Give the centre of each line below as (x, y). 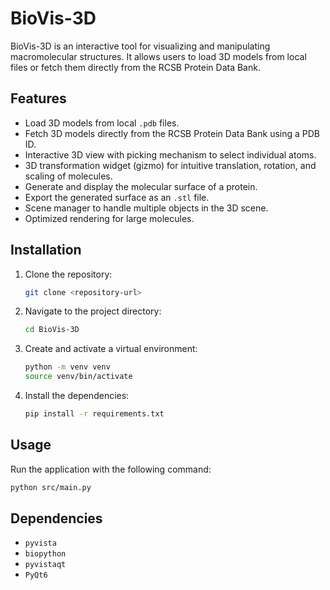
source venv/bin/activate (78, 377)
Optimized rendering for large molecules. (109, 218)
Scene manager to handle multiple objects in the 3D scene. (146, 208)
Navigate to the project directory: (93, 311)
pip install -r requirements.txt (94, 414)
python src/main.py (51, 487)
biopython (45, 554)
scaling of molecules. (68, 176)
